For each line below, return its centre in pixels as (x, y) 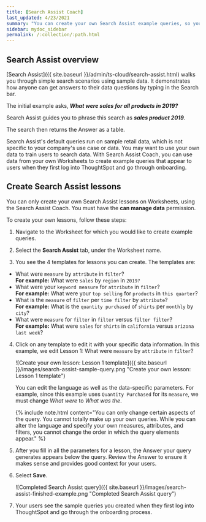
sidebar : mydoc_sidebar (37, 29)
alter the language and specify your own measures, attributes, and (99, 425)
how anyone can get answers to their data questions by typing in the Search (103, 87)
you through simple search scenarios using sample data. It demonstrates (98, 81)
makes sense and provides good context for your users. (86, 463)
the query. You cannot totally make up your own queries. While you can (105, 419)
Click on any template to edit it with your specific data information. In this (108, 344)
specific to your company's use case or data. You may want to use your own (103, 148)
